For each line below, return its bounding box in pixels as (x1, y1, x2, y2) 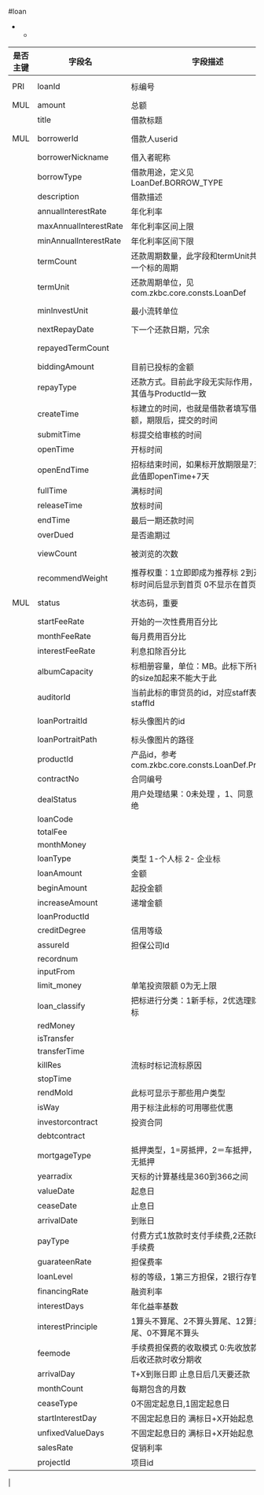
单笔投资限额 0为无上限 (130, 980, 218, 991)
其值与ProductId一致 (130, 389, 207, 399)
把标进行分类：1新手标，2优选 (130, 995, 244, 1006)
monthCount (37, 1383, 84, 1393)
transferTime (37, 1046, 85, 1057)
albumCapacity (37, 666, 93, 677)
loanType (37, 853, 71, 864)
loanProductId (37, 911, 90, 921)
